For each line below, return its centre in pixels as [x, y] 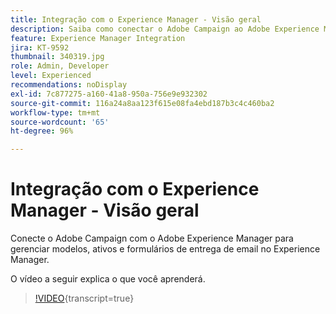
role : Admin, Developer [60, 66]
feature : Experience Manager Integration [98, 38]
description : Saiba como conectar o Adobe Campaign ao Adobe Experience [165, 29]
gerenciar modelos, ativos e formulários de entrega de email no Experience [165, 249]
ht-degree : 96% [42, 131]
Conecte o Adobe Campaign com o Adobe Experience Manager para [152, 238]
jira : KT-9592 [40, 47]
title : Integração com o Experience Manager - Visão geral [136, 19]
